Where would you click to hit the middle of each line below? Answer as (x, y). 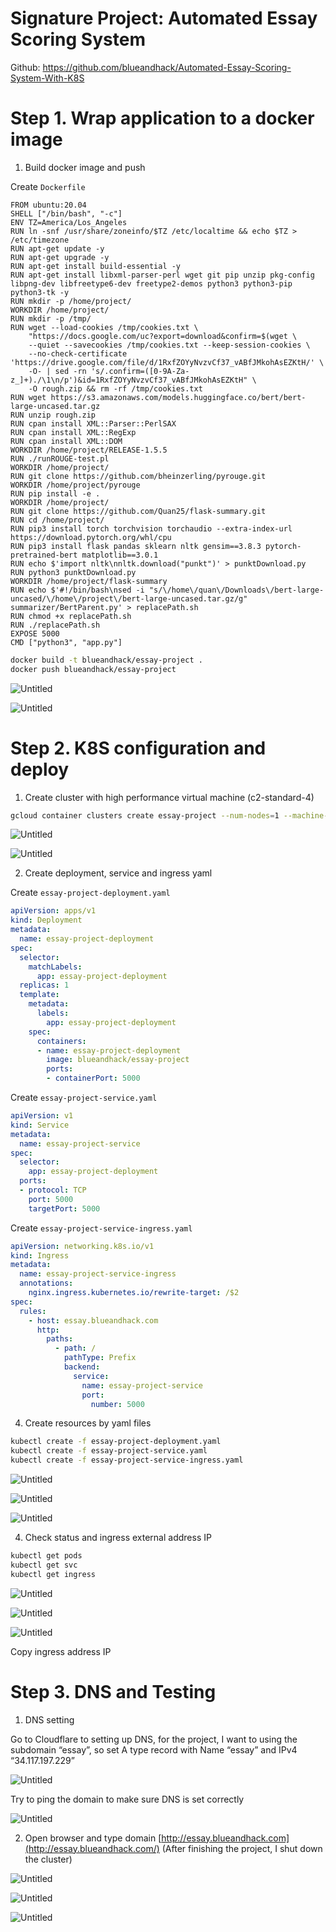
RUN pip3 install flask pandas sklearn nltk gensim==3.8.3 (136, 546)
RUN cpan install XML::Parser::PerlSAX (93, 423)
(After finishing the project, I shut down (242, 1848)
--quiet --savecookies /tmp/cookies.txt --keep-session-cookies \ (169, 345)
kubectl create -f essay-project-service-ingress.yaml (127, 1460)
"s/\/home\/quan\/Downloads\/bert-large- (236, 590)
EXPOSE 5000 (35, 633)
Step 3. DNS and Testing (113, 1691)
